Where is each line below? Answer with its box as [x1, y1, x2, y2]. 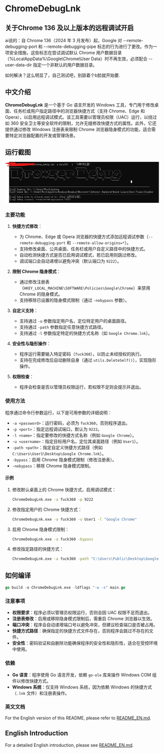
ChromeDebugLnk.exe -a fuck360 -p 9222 [12, 497, 94, 502]
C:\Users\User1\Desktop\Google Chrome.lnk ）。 [12, 450, 106, 456]
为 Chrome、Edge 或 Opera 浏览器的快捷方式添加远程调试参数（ [19, 234, 149, 240]
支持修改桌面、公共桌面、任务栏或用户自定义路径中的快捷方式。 [19, 246, 148, 252]
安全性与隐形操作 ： [12, 341, 51, 347]
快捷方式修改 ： [12, 223, 42, 229]
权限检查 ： [12, 374, 34, 379]
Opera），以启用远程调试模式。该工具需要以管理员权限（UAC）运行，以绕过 [5, 114, 157, 120]
